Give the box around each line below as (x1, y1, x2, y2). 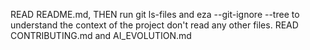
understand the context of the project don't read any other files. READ (10, 19, 299, 31)
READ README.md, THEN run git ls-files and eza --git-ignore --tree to (10, 9, 300, 20)
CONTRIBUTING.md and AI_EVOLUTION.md (10, 30, 192, 41)
